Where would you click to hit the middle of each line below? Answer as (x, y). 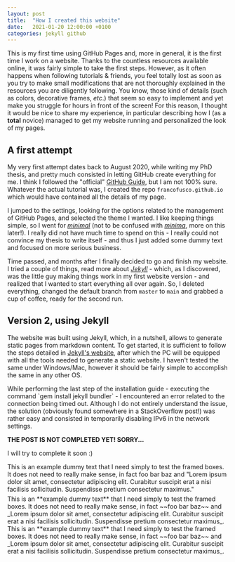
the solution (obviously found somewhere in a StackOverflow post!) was (111, 411)
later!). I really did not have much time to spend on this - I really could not (113, 233)
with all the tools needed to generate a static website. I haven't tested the (113, 360)
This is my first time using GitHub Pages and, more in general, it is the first (115, 53)
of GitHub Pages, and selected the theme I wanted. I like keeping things (110, 218)
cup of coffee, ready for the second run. (65, 299)
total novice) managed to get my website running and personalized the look (117, 121)
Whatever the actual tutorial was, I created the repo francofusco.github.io (115, 190)
